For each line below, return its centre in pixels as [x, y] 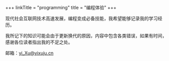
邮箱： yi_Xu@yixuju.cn [29, 53]
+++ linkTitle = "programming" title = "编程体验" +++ [61, 7]
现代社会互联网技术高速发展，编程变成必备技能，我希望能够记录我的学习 [81, 18]
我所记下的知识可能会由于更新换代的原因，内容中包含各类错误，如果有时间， [86, 36]
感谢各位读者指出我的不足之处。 [39, 42]
